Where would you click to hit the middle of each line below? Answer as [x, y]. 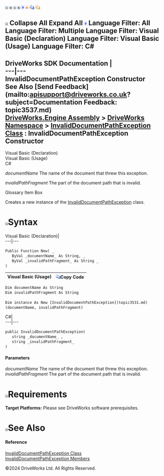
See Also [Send [29, 87]
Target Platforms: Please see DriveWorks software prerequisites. [72, 408]
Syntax [23, 222]
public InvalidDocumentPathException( [45, 332]
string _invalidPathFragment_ [43, 342]
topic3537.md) [29, 110]
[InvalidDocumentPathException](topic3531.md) [99, 303]
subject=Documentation [44, 102]
